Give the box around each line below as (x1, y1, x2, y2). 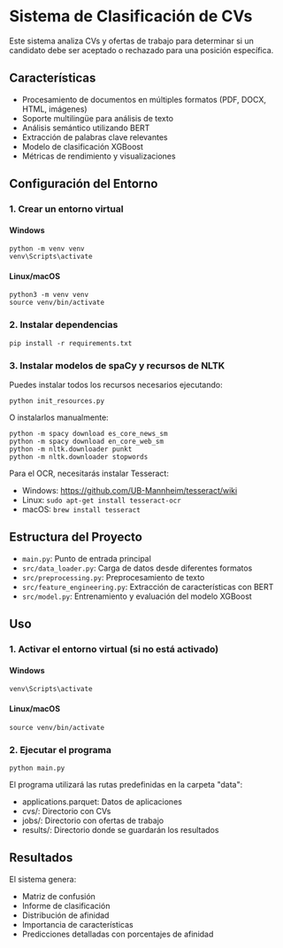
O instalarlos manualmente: (9, 412, 109, 423)
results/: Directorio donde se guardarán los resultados (21, 824, 219, 835)
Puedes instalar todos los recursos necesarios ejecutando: (9, 379, 223, 391)
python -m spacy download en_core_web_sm (9, 437, 164, 447)
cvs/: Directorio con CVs (21, 805, 111, 816)
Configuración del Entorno (9, 176, 158, 191)
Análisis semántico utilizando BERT (21, 122, 150, 133)
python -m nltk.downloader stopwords (9, 453, 149, 462)
